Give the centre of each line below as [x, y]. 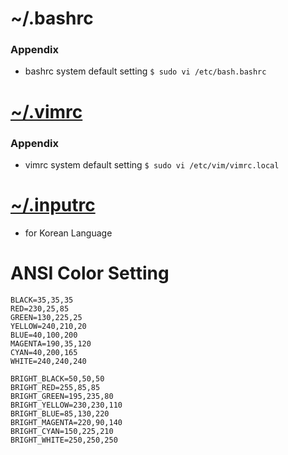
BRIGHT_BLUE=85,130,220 [60, 413]
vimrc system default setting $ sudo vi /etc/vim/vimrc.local [152, 164]
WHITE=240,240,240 [48, 361]
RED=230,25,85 [40, 308]
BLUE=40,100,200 [44, 335]
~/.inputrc [53, 205]
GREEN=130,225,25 [46, 317]
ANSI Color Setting [90, 273]
